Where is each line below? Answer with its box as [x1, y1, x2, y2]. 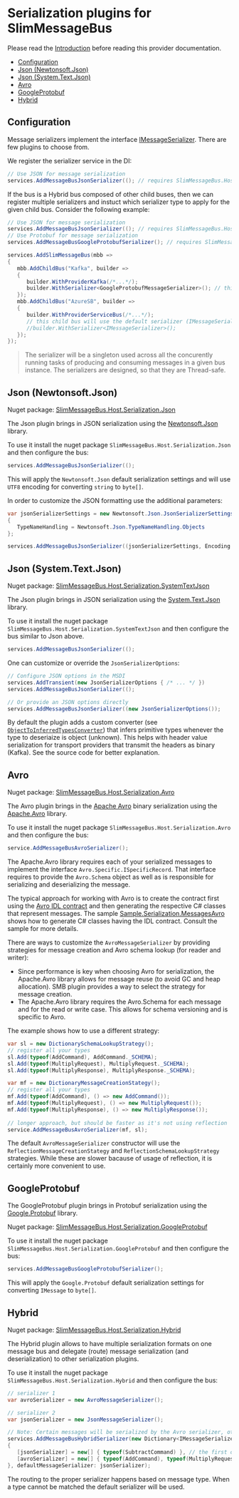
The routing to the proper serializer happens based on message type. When [7, 1474, 230, 1483]
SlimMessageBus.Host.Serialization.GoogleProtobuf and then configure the [7, 1244, 229, 1253]
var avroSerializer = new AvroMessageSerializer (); [7, 1396, 164, 1403]
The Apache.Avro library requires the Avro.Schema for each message [17, 997, 222, 1007]
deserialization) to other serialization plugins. [7, 1354, 139, 1363]
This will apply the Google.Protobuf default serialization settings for [7, 1278, 204, 1287]
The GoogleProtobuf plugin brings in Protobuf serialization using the [7, 1201, 208, 1210]
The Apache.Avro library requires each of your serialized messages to [7, 857, 213, 866]
